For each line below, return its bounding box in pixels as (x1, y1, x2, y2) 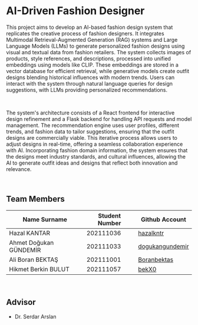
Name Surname (22, 215, 68, 224)
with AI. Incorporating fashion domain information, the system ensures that (6, 146, 188, 154)
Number (97, 219, 121, 227)
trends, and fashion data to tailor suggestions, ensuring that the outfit (6, 128, 175, 135)
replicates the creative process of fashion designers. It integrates (6, 29, 164, 37)
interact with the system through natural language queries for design (6, 80, 173, 87)
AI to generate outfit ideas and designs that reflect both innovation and (6, 159, 178, 166)
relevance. (6, 165, 32, 172)
